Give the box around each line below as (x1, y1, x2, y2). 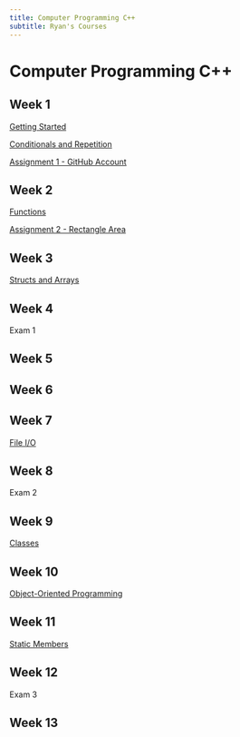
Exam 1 (9, 324, 36, 336)
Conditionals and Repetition (9, 138, 113, 150)
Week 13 (9, 714, 59, 731)
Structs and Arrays (9, 274, 80, 286)
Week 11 (9, 614, 56, 630)
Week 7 (9, 413, 53, 428)
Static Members (9, 638, 69, 649)
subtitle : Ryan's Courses (9, 22, 107, 31)
